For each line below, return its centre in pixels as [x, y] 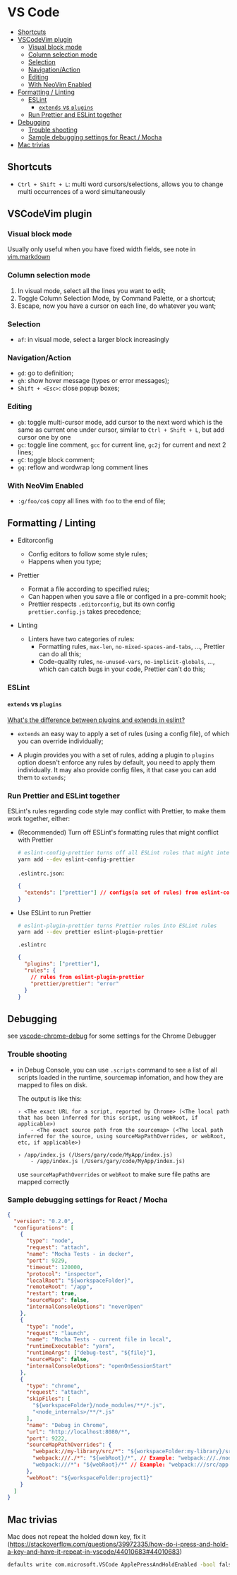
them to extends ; [42, 777]
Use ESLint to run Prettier [54, 912]
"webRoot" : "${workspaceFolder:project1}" [89, 1478]
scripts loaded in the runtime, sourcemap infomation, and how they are [120, 1077]
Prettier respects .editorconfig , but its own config [101, 604]
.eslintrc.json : [41, 873]
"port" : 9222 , [47, 1438]
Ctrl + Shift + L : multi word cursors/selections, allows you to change [120, 184]
